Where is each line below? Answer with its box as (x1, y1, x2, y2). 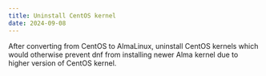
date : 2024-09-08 (8, 19, 66, 27)
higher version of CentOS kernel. (8, 58, 117, 68)
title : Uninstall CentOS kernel (8, 11, 116, 20)
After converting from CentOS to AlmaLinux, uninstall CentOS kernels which (8, 41, 259, 50)
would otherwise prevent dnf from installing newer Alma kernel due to (8, 50, 239, 59)
